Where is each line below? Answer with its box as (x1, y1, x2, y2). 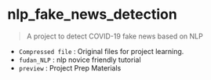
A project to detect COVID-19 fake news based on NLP (26, 31, 203, 41)
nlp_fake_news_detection (7, 5, 177, 24)
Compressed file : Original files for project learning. (18, 46, 184, 56)
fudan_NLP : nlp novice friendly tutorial (18, 55, 142, 64)
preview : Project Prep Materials (18, 63, 122, 72)
